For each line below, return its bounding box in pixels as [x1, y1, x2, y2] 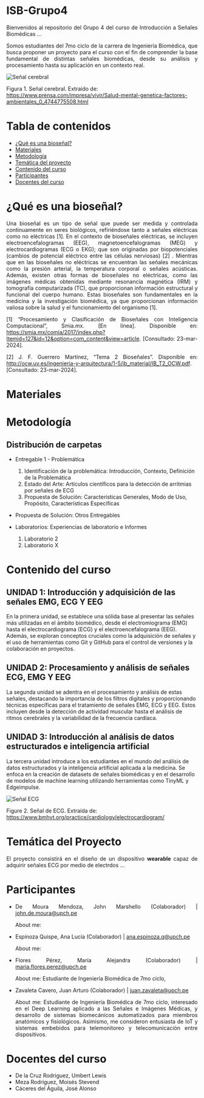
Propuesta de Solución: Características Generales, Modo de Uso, [24, 494, 187, 500]
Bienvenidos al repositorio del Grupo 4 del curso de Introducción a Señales [6, 24, 198, 31]
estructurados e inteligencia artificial [6, 741, 150, 752]
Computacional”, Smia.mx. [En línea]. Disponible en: [6, 322, 198, 329]
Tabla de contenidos [6, 119, 111, 133]
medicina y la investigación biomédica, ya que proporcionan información [6, 297, 198, 304]
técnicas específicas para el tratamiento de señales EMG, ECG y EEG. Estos [6, 701, 196, 708]
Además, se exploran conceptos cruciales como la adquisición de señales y [6, 632, 196, 639]
